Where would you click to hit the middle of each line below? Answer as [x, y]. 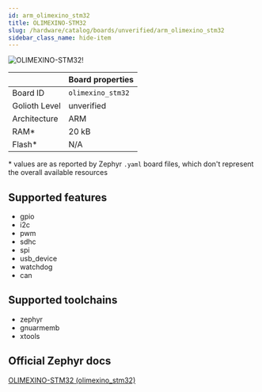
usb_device [38, 259]
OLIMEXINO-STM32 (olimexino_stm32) [72, 380]
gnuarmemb [40, 327]
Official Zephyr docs [60, 361]
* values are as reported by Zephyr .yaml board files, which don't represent [131, 164]
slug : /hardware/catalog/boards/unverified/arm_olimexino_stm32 [116, 30]
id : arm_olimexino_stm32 [49, 15]
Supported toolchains [63, 301]
